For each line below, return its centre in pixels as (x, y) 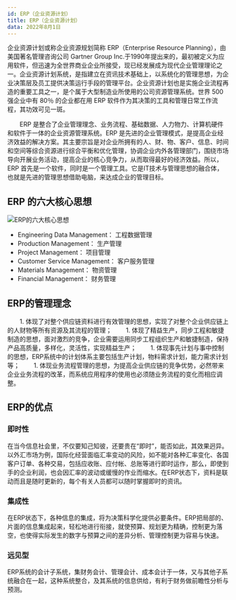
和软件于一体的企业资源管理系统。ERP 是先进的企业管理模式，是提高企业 (112, 133)
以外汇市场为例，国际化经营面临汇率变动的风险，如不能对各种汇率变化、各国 (118, 454)
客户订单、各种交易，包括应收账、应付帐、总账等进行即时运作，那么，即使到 (118, 463)
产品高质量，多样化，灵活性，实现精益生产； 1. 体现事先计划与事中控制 (116, 348)
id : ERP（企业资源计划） (39, 14)
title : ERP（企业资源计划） (44, 20)
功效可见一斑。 (47, 109)
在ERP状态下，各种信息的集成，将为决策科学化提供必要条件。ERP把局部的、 (117, 518)
